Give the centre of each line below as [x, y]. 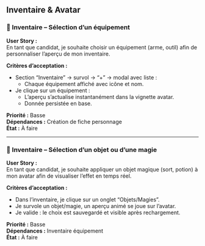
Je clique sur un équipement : [52, 90]
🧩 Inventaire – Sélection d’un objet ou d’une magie [82, 150]
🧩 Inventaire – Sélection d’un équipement [68, 27]
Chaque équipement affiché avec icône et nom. [84, 84]
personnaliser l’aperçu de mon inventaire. [58, 54]
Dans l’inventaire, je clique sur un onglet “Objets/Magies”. [87, 199]
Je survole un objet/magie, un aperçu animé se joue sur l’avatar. [95, 206]
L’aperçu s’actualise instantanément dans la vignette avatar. [99, 96]
